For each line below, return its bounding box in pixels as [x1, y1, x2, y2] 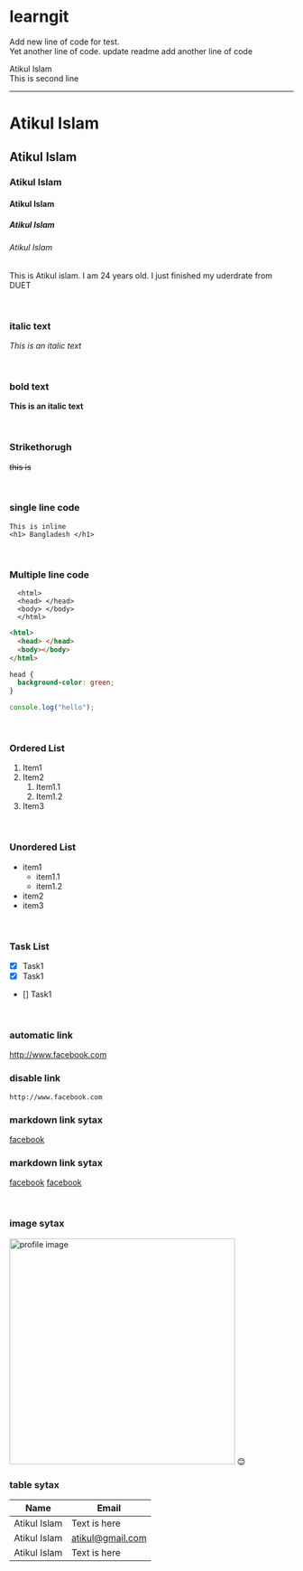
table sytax [9, 1478, 60, 1491]
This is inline [9, 522, 67, 531]
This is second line [9, 72, 79, 83]
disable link [9, 1072, 61, 1085]
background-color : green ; [17, 678, 115, 688]
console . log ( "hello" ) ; [9, 703, 95, 712]
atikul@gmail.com [70, 1531, 147, 1544]
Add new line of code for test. [9, 36, 120, 47]
